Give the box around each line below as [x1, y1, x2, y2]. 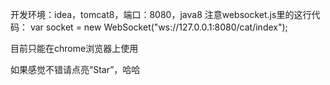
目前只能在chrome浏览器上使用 [10, 43, 139, 54]
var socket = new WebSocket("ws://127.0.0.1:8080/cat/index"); [29, 21, 288, 33]
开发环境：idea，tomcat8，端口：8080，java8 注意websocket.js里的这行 [10, 9, 312, 20]
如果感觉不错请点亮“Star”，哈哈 [10, 64, 141, 75]
